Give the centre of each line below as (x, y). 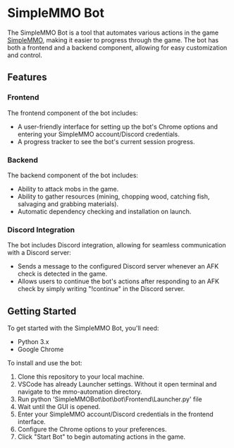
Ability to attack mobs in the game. (68, 189)
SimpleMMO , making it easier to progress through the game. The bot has (113, 40)
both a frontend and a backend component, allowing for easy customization (117, 47)
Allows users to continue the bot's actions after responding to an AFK (118, 281)
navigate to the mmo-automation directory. (80, 392)
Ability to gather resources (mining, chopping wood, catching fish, (113, 196)
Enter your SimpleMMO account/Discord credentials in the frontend (115, 414)
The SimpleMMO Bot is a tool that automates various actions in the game (113, 33)
